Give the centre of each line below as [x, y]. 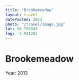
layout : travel [22, 15]
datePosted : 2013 [24, 19]
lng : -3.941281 [22, 34]
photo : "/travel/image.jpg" [35, 24]
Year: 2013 [17, 73]
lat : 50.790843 [22, 29]
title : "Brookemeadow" [29, 10]
